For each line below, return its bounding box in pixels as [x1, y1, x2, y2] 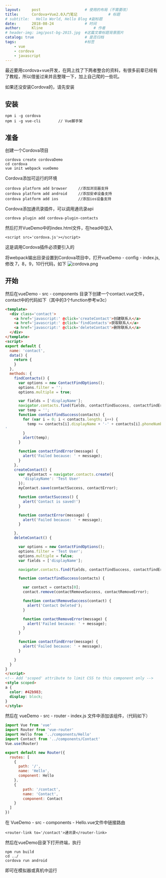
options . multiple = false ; [18, 554, 74, 558]
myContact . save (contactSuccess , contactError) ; [18, 486, 119, 491]
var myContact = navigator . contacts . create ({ [18, 472, 114, 477]
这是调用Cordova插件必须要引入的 [5, 244, 75, 250]
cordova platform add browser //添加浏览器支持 [5, 186, 109, 191]
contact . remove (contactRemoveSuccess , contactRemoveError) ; [23, 590, 149, 595]
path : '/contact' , [23, 787, 61, 792]
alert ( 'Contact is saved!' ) [23, 499, 81, 504]
